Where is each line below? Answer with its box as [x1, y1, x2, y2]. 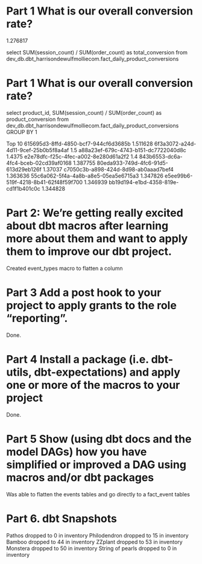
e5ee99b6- [165, 172, 193, 179]
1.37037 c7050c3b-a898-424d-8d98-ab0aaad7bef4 [43, 165, 174, 173]
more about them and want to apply [6, 232, 188, 246]
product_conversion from [6, 115, 69, 123]
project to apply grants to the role [6, 299, 177, 312]
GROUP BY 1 [6, 128, 37, 135]
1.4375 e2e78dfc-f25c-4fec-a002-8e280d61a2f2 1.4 [6, 153, 138, 160]
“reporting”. [6, 312, 68, 325]
